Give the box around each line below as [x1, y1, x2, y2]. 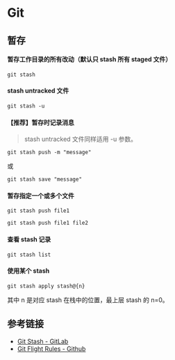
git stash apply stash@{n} [7, 283, 85, 290]
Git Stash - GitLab [17, 337, 69, 345]
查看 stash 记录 [7, 235, 51, 243]
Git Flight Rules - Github [17, 344, 86, 353]
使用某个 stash [7, 267, 50, 275]
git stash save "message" [7, 176, 82, 183]
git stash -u [7, 103, 45, 110]
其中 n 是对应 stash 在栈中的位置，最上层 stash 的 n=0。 [7, 295, 169, 304]
